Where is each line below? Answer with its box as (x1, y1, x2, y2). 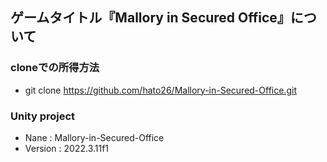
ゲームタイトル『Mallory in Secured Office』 (10, 9, 291, 27)
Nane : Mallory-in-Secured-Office (24, 131, 165, 143)
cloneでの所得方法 (10, 61, 100, 75)
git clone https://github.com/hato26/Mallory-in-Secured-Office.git (24, 84, 297, 96)
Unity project (10, 109, 76, 123)
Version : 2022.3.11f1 (24, 142, 110, 154)
